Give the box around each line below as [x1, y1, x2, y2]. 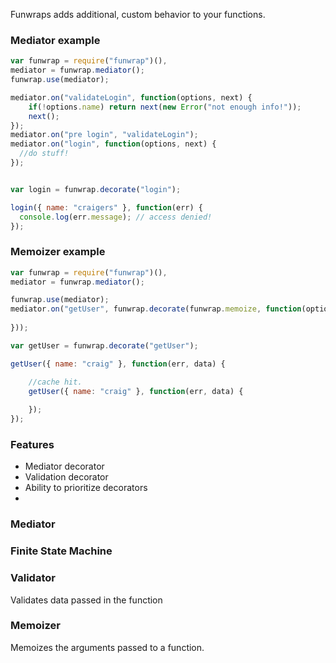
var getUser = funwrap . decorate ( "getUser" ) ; [10, 340, 199, 351]
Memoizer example [10, 245, 106, 259]
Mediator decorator [24, 460, 105, 473]
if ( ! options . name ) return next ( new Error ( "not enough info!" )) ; [28, 102, 302, 112]
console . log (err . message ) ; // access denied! [19, 212, 213, 222]
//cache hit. [28, 377, 83, 387]
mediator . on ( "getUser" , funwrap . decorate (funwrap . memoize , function [10, 304, 302, 314]
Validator [10, 571, 56, 585]
